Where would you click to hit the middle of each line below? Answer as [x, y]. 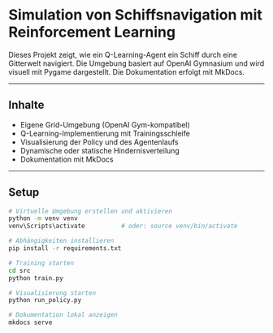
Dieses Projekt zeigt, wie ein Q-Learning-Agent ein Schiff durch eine [123, 54]
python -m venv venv [43, 218]
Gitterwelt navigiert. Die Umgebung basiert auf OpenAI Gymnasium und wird [136, 63]
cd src [19, 270]
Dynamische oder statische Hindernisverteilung [100, 150]
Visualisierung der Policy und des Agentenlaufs [99, 142]
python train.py [36, 278]
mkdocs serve [30, 322]
